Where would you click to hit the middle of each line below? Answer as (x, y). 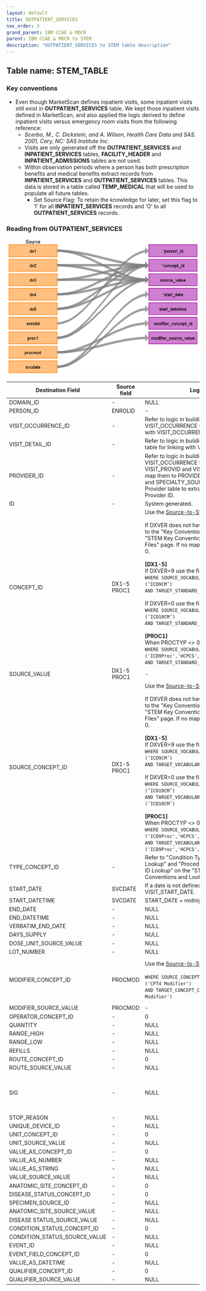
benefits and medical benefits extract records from (89, 173)
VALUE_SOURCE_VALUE (40, 1177)
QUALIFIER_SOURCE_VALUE (45, 1279)
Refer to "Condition (169, 857)
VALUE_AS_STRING (34, 1169)
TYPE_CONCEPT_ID (34, 867)
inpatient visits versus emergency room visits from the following (96, 121)
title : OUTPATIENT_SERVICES (42, 19)
